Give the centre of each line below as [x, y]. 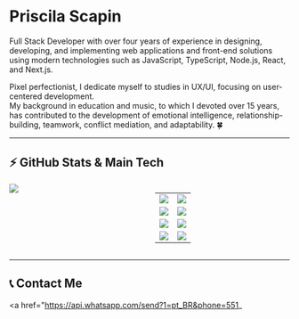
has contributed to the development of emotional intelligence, [122, 115]
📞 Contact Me [46, 284]
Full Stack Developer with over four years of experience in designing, [136, 41]
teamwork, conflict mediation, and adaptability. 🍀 [133, 124]
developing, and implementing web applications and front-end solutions [141, 50]
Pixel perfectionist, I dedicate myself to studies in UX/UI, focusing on [135, 86]
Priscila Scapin [65, 16]
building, [25, 124]
